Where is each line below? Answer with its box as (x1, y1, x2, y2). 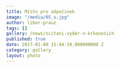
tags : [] (6, 25, 28, 31)
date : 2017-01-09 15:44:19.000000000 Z (6, 42, 104, 48)
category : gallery (6, 47, 51, 53)
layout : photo (6, 53, 41, 59)
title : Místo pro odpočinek (6, 8, 75, 15)
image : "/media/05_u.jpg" (6, 14, 69, 20)
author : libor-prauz (6, 20, 57, 25)
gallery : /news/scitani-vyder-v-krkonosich (6, 31, 115, 37)
